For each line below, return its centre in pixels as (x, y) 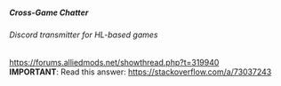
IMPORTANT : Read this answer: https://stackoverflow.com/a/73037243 (140, 72)
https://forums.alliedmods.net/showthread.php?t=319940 (114, 62)
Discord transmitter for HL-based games (84, 35)
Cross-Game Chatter (49, 12)
